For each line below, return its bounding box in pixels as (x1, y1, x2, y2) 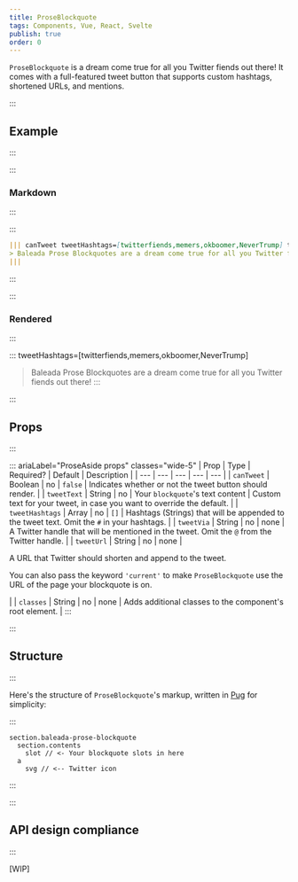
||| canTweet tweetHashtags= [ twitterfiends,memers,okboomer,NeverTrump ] (9, 241, 284, 250)
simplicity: (9, 699, 47, 709)
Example (9, 123, 59, 138)
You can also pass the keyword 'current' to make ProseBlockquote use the (9, 570, 284, 581)
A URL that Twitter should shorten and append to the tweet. (9, 553, 227, 564)
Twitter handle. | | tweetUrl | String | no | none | (9, 535, 183, 546)
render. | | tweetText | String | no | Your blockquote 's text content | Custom (9, 488, 281, 499)
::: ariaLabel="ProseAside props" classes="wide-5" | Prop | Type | (9, 460, 251, 471)
